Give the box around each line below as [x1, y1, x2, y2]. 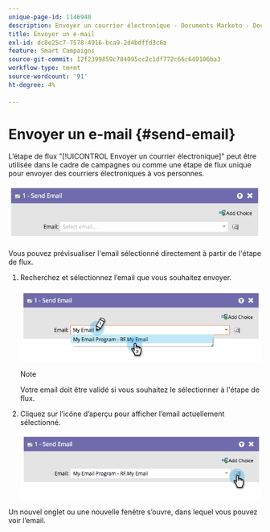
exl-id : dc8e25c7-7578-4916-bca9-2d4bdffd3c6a [8, 39, 167, 47]
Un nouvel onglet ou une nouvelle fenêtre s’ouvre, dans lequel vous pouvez [8, 507, 258, 517]
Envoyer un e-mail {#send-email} [8, 125, 235, 143]
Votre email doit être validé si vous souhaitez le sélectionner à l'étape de [19, 385, 260, 394]
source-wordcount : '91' [8, 72, 88, 80]
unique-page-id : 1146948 [8, 13, 92, 21]
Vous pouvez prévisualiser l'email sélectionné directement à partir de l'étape [8, 249, 262, 258]
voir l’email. [8, 516, 46, 526]
